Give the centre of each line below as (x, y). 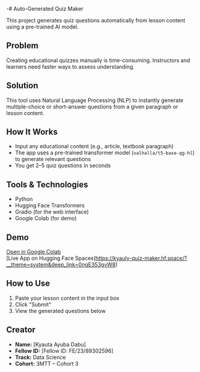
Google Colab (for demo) (46, 218)
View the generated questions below (60, 311)
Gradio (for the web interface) (52, 212)
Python (24, 199)
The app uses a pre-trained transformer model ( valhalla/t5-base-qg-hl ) (105, 153)
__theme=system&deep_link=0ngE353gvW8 (61, 265)
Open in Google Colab (34, 252)
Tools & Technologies (47, 184)
